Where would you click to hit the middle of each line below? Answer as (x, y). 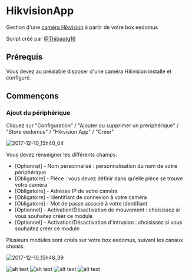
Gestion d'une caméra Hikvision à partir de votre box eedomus (82, 27)
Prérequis (24, 57)
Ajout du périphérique (38, 113)
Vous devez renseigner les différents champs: (62, 155)
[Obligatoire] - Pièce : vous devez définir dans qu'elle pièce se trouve (99, 178)
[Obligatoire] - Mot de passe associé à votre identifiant (81, 204)
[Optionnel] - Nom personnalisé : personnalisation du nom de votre (96, 166)
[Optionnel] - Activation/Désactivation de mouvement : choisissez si (97, 210)
